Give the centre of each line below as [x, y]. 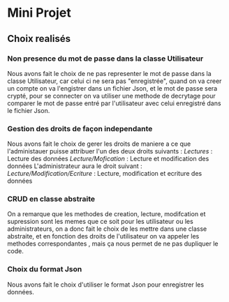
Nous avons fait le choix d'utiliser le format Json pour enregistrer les [106, 285]
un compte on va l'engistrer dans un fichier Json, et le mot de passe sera [112, 88]
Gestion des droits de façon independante [80, 128]
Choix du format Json [45, 269]
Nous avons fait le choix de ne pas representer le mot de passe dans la [109, 73]
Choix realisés [39, 39]
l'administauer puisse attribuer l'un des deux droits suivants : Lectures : [110, 151]
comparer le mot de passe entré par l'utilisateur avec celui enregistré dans [114, 103]
